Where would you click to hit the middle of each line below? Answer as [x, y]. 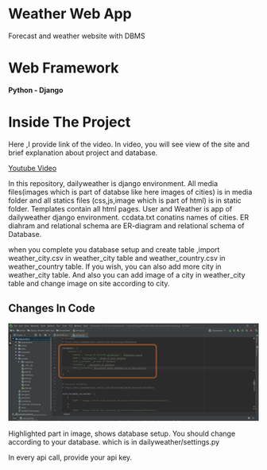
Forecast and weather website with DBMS [77, 36]
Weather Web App [70, 14]
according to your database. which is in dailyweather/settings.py [114, 441]
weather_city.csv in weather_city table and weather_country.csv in [117, 258]
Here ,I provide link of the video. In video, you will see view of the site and [129, 144]
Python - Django [36, 90]
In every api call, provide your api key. [70, 457]
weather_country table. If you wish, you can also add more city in [115, 266]
